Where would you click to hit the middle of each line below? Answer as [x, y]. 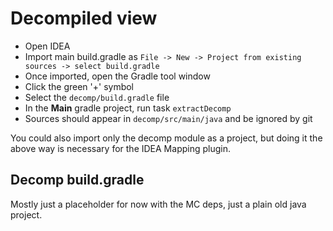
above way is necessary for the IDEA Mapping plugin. [120, 148]
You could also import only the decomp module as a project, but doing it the [166, 138]
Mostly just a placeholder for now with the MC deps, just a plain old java [158, 204]
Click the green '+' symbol [79, 86]
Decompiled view [84, 18]
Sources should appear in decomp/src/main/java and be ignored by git [168, 118]
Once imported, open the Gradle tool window [117, 76]
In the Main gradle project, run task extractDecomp [128, 108]
